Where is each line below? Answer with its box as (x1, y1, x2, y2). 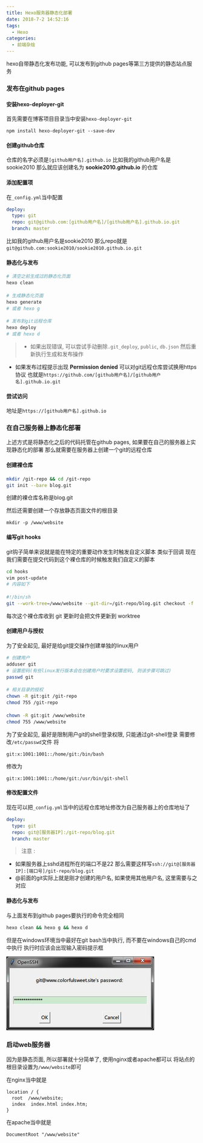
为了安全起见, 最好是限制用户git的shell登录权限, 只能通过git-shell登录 (6, 731, 178, 738)
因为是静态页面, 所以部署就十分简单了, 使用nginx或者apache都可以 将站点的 (6, 1056, 195, 1063)
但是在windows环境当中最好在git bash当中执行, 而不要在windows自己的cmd (6, 936, 196, 944)
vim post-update (6, 575, 47, 581)
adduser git (6, 661, 36, 667)
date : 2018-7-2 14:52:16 (6, 16, 69, 22)
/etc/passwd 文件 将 (12, 738, 59, 745)
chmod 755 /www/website (6, 718, 67, 725)
